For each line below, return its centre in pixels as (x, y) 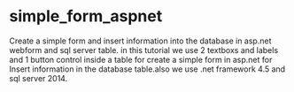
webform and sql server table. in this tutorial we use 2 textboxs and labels (144, 50)
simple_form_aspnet (86, 16)
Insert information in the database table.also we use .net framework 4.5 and (147, 69)
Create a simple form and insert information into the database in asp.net (140, 41)
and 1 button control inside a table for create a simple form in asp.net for (141, 59)
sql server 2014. (39, 78)
